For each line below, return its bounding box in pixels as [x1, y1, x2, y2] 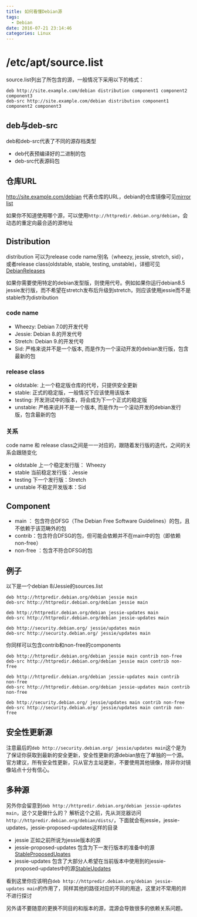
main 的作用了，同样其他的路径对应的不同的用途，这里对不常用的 [27, 885, 182, 892]
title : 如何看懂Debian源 [6, 8, 63, 15]
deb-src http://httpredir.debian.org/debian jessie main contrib [6, 658, 169, 664]
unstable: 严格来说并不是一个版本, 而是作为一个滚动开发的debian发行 [14, 404, 182, 411]
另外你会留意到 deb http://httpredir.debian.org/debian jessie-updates [6, 802, 182, 809]
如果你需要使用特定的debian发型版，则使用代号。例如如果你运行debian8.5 [6, 279, 186, 286]
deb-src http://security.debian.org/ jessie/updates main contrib [6, 705, 172, 711]
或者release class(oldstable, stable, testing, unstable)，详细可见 [6, 260, 160, 267]
